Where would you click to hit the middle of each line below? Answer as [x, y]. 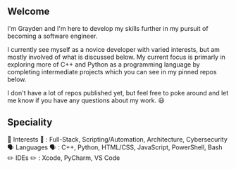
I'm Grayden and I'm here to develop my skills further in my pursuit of [108, 28]
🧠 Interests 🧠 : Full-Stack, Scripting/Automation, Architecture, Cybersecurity [117, 139]
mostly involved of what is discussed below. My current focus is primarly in [116, 57]
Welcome [29, 12]
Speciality [30, 122]
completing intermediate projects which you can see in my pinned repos [112, 72]
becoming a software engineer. [52, 36]
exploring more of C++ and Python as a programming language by [104, 64]
